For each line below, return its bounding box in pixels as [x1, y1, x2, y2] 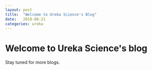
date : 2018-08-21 [5, 16, 46, 21]
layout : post [5, 7, 32, 12]
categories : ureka [5, 21, 43, 26]
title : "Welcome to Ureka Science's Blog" [5, 12, 97, 17]
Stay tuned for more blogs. [5, 59, 60, 65]
